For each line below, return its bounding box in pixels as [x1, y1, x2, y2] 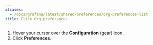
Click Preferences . [12, 35, 51, 41]
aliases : [5, 7, 23, 12]
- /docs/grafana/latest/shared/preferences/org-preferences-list [9, 12, 149, 17]
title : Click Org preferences [5, 16, 68, 21]
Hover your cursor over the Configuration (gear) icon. [12, 30, 124, 36]
